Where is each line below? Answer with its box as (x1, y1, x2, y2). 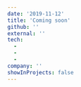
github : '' (7, 23, 39, 30)
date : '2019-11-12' (7, 10, 65, 18)
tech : (7, 36, 23, 43)
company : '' (7, 62, 42, 69)
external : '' (7, 29, 46, 37)
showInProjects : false (7, 69, 74, 76)
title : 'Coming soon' (7, 17, 71, 24)
